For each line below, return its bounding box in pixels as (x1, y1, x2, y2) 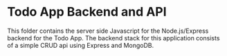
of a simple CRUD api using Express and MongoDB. (7, 41, 154, 49)
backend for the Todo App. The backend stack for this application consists (7, 33, 220, 42)
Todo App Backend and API (7, 4, 167, 20)
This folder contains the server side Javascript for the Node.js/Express (7, 27, 209, 35)
